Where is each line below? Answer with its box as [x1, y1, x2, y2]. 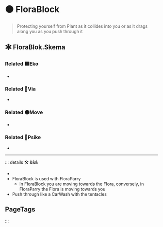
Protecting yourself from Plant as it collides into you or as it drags [16, 23, 148, 29]
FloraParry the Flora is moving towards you [19, 186, 106, 192]
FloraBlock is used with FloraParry [12, 175, 81, 181]
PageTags [5, 205, 35, 213]
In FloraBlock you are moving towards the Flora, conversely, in [19, 181, 144, 187]
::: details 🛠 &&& [5, 159, 38, 165]
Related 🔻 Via [5, 86, 36, 92]
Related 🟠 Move [5, 109, 43, 116]
